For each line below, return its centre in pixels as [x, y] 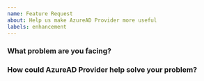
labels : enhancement [37, 27]
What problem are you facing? [59, 51]
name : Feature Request [40, 14]
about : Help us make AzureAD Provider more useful [82, 20]
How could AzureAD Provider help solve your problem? [102, 70]
